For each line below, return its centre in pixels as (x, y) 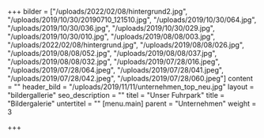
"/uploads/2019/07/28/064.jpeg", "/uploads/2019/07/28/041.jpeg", (116, 70)
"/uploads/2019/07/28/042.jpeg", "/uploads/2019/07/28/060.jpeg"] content (130, 78)
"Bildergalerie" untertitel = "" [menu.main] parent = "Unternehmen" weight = (132, 103)
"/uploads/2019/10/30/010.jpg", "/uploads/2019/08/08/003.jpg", (111, 36)
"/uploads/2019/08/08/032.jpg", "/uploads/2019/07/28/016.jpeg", (114, 62)
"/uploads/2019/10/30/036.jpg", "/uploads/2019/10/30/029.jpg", (111, 28)
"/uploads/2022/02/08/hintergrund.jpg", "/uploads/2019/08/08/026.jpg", (126, 45)
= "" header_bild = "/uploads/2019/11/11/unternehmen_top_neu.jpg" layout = (131, 87)
